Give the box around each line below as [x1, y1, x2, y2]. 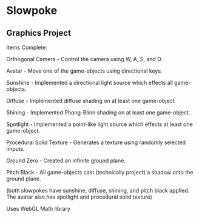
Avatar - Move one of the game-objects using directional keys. [6, 67, 163, 74]
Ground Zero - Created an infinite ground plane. [6, 157, 126, 164]
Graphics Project [6, 28, 72, 38]
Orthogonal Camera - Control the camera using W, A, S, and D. [6, 56, 163, 62]
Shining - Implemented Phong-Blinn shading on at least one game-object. [6, 109, 191, 116]
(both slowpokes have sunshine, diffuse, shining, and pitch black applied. [6, 187, 190, 194]
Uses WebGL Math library [6, 205, 71, 212]
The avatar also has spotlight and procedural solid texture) [6, 193, 153, 200]
